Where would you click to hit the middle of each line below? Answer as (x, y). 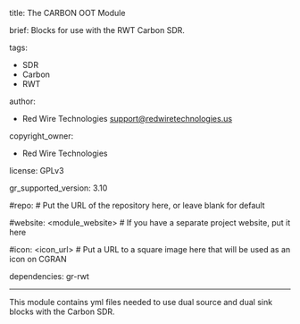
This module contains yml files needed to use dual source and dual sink (141, 302)
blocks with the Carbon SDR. (62, 311)
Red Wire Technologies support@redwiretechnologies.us (127, 119)
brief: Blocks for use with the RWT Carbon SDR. (97, 30)
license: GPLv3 (37, 171)
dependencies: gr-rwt (49, 276)
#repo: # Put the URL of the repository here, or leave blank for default (137, 205)
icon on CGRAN (38, 259)
